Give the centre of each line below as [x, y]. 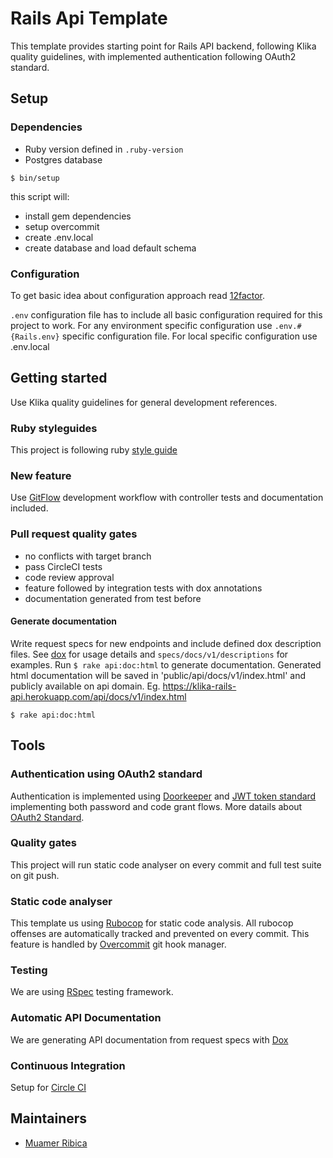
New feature [41, 475]
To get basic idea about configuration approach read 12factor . [138, 295]
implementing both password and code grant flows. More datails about [156, 806]
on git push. [35, 875]
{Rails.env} [35, 337]
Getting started [59, 378]
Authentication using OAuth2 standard [106, 774]
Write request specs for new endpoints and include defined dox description [166, 643]
